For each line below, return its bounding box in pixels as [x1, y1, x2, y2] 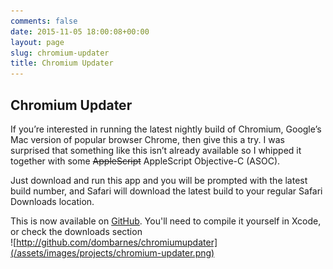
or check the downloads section [10, 225, 143, 237]
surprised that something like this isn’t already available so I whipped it [10, 144, 302, 156]
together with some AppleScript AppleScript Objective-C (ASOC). [10, 155, 281, 167]
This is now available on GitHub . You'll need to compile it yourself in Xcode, [10, 215, 322, 227]
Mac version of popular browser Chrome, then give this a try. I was [10, 133, 285, 145]
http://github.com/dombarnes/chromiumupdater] [16, 236, 218, 248]
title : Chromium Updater [10, 58, 114, 69]
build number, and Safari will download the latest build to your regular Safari [10, 185, 323, 197]
